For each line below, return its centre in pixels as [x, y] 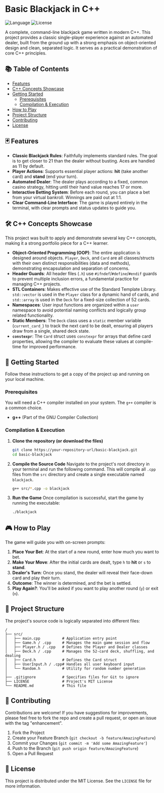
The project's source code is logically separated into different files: [73, 621]
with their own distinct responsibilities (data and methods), [71, 263]
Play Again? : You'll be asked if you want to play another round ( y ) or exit [85, 589]
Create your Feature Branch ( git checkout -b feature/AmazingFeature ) [84, 737]
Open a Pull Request [33, 753]
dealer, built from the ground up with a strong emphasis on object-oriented [81, 42]
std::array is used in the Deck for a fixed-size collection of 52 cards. [81, 300]
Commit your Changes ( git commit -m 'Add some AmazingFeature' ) [80, 743]
